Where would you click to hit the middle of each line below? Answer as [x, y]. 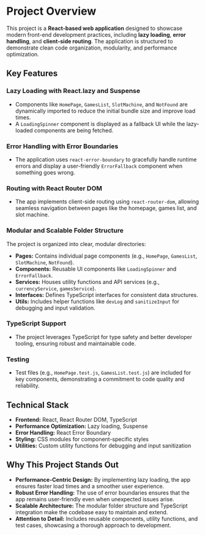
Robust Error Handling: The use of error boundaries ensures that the [102, 492]
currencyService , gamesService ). [56, 288]
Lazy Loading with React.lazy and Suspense [73, 91]
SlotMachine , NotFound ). [45, 262]
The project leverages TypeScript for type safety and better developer [104, 337]
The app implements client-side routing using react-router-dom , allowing [107, 202]
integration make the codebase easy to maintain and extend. [91, 512]
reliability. [27, 386]
